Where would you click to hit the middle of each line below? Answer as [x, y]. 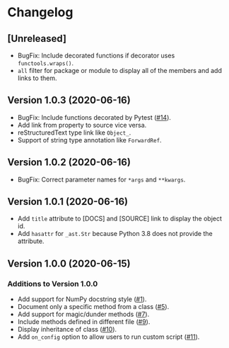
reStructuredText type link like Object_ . [74, 133]
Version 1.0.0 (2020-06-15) [69, 263]
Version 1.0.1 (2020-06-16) [68, 202]
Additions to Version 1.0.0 [53, 284]
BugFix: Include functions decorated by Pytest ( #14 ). [94, 117]
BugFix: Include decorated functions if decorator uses [96, 55]
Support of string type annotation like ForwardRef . [89, 140]
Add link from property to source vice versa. [82, 125]
